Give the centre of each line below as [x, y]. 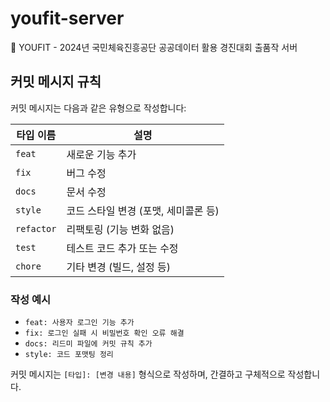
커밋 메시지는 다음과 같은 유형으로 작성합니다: [98, 108]
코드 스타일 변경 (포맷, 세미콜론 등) [143, 210]
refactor [36, 228]
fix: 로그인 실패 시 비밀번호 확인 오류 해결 [104, 333]
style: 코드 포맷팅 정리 [69, 355]
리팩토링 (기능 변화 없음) [120, 229]
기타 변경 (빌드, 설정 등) [118, 267]
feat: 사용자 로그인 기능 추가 [79, 323]
